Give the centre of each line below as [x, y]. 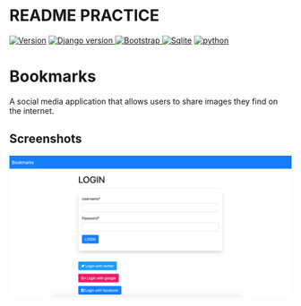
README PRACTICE [84, 16]
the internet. [32, 110]
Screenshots [46, 139]
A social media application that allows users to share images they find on [144, 101]
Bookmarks [53, 76]
